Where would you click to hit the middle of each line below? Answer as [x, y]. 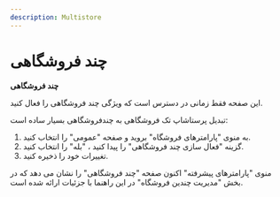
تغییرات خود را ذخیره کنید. [66, 155]
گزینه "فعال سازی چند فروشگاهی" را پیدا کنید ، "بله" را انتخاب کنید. [133, 146]
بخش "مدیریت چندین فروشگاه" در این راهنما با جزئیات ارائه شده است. [127, 182]
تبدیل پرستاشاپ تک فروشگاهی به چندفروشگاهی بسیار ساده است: [119, 119]
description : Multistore [56, 17]
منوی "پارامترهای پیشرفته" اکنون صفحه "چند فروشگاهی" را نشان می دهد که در [141, 172]
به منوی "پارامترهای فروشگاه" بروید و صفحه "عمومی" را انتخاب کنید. [137, 137]
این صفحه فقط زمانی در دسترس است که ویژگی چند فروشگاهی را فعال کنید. [136, 102]
